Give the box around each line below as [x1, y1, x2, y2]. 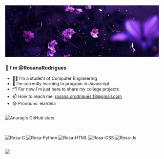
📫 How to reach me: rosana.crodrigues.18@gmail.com [12, 93, 122, 99]
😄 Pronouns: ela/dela [12, 101, 56, 107]
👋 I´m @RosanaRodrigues [5, 64, 67, 71]
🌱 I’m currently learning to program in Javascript [12, 81, 110, 87]
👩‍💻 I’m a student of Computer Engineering [12, 75, 97, 81]
